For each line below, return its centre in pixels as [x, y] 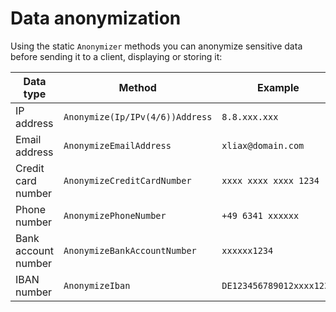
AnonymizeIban [97, 285]
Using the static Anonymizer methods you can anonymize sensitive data [156, 46]
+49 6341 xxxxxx [260, 215]
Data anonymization [96, 18]
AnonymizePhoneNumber [115, 215]
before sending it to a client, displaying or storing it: [116, 56]
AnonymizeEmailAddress [117, 145]
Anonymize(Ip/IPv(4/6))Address [138, 116]
